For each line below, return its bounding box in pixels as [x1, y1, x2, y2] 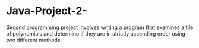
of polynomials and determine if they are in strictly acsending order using [6, 30, 186, 37]
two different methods [6, 36, 61, 43]
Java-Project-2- [6, 4, 87, 18]
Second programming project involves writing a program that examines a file [6, 24, 194, 31]
